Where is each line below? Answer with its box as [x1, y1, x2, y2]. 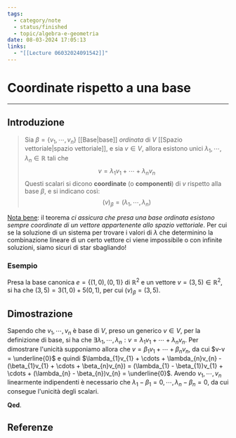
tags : [7, 10, 23, 18]
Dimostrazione [7, 308, 73, 320]
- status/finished [13, 23, 68, 30]
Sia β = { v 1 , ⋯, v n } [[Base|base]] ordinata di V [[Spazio [24, 135, 183, 145]
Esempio [7, 261, 38, 270]
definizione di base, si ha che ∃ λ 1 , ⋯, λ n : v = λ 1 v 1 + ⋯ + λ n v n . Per [7, 335, 199, 346]
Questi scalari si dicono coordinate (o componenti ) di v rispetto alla [24, 179, 222, 187]
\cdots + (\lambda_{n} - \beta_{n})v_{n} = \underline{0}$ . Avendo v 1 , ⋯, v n [7, 369, 222, 379]
